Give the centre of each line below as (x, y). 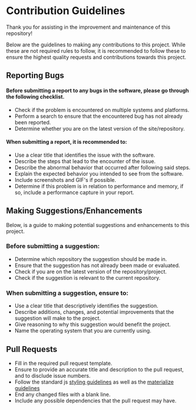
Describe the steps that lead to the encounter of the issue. (85, 161)
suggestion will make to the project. (58, 318)
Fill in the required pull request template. (63, 363)
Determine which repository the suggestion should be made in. (91, 259)
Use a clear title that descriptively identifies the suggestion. (86, 306)
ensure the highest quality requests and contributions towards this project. (96, 57)
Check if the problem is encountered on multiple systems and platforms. (102, 110)
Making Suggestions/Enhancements (74, 211)
